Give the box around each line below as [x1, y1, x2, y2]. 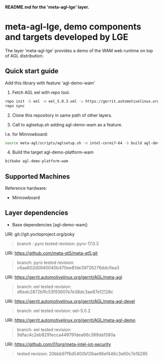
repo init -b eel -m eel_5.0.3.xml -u [5, 99, 83, 104]
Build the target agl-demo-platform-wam [12, 149, 94, 155]
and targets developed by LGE [5, 32, 129, 43]
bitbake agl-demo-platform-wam [5, 159, 68, 164]
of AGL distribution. [5, 53, 44, 59]
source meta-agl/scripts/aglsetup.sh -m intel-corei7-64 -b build [5, 140, 142, 145]
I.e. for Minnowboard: [5, 131, 49, 137]
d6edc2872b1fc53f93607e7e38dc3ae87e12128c [16, 289, 114, 295]
